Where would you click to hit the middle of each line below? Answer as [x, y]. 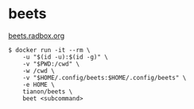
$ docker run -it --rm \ [49, 50]
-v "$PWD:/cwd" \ [51, 64]
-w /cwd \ [39, 71]
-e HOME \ [39, 85]
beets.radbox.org [37, 36]
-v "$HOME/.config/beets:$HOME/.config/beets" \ [105, 77]
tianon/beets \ [48, 92]
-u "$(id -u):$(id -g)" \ [66, 57]
